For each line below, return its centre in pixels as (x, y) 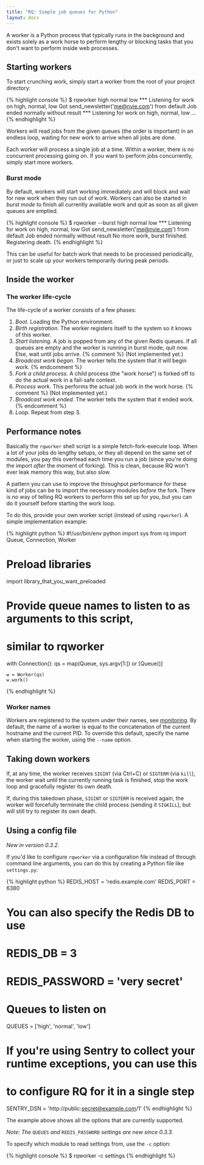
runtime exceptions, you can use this (102, 1064)
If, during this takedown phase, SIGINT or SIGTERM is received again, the (95, 798)
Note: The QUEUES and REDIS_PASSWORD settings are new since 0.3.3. (90, 1132)
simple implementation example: (47, 522)
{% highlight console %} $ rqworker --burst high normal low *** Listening (99, 222)
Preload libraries (49, 565)
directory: (19, 88)
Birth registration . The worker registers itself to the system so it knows (103, 328)
